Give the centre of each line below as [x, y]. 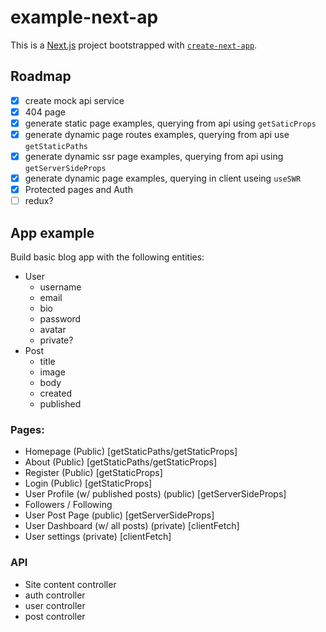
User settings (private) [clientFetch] [98, 537]
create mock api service [74, 100]
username [60, 287]
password [60, 319]
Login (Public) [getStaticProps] [88, 483]
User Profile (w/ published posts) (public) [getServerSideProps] [155, 494]
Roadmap [41, 76]
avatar [53, 330]
